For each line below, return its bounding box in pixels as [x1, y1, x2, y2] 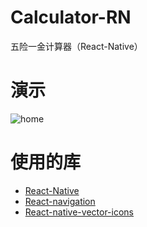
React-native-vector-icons [24, 206, 134, 218]
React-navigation [24, 195, 96, 207]
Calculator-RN [10, 6, 132, 29]
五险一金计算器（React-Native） [10, 40, 143, 52]
